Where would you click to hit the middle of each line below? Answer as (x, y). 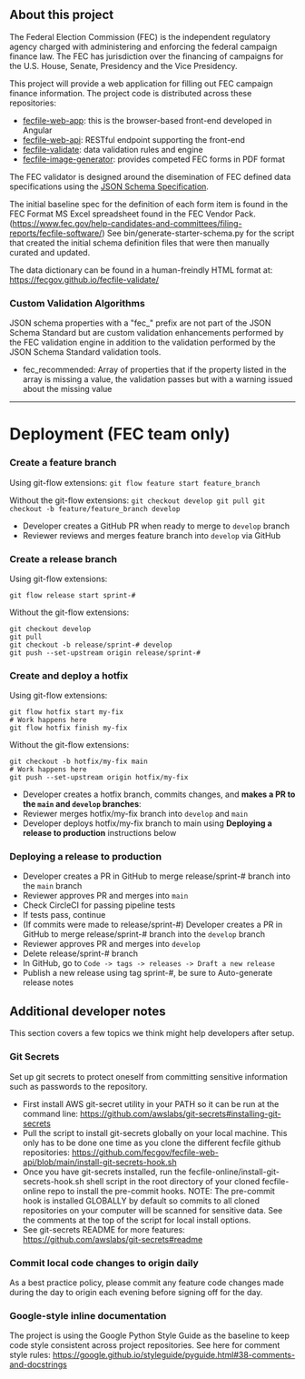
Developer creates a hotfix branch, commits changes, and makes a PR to (159, 794)
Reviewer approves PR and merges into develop (112, 944)
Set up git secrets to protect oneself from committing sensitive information (149, 1076)
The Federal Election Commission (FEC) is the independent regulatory (140, 36)
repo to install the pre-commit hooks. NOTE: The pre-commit (161, 1191)
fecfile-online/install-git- (234, 1172)
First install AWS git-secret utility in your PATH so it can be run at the (151, 1103)
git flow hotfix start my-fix (67, 712)
